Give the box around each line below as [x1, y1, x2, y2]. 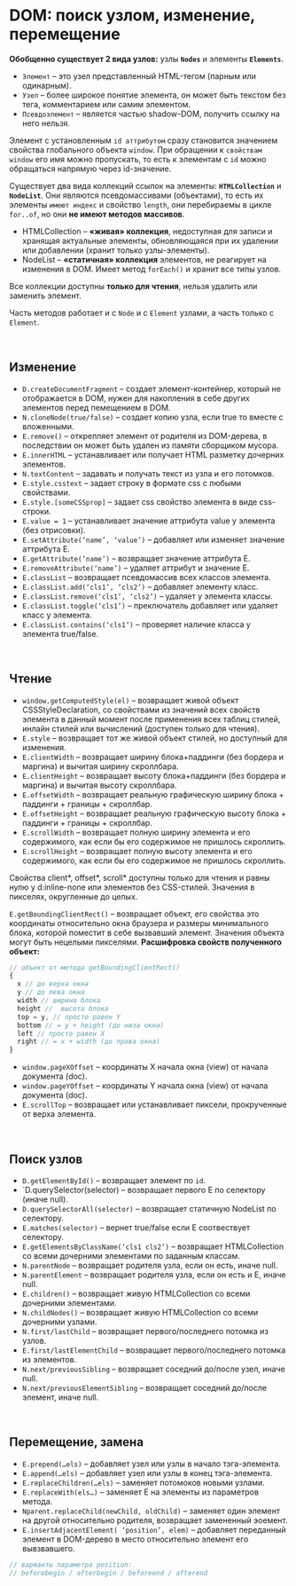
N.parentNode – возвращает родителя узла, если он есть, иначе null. [21, 1260, 278, 1270]
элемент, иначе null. [21, 1392, 99, 1402]
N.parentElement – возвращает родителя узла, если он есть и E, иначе [21, 1269, 286, 1280]
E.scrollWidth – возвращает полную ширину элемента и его [21, 827, 251, 837]
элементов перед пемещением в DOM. [21, 402, 171, 412]
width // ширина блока [17, 996, 101, 1005]
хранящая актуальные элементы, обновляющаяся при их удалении [21, 235, 279, 246]
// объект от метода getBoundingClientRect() [9, 963, 180, 972]
